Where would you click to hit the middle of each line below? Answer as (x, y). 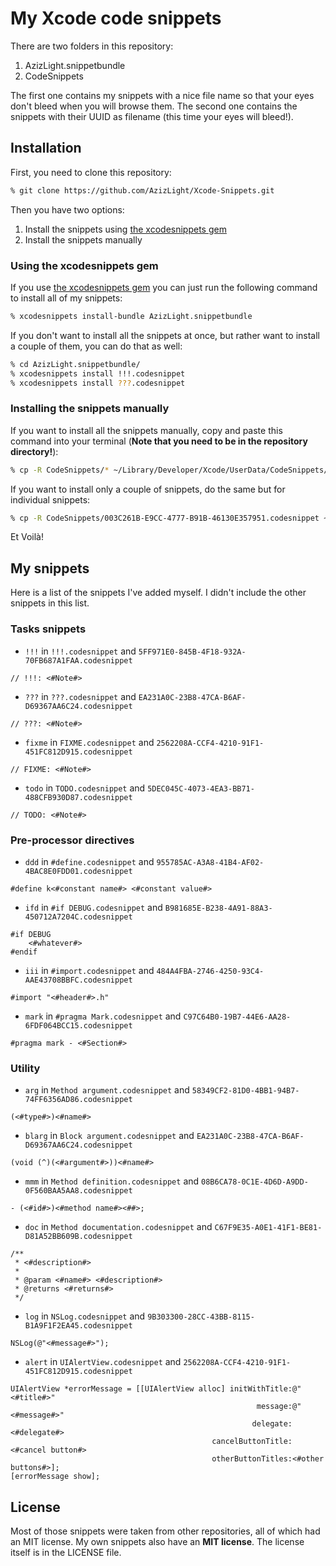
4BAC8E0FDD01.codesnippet (78, 871)
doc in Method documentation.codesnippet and (118, 1227)
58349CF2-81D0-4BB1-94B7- (245, 1091)
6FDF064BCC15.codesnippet (78, 1025)
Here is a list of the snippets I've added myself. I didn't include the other (158, 593)
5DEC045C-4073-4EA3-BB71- (201, 788)
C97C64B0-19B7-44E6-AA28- (237, 1017)
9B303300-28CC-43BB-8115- (201, 1317)
